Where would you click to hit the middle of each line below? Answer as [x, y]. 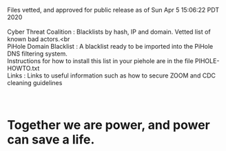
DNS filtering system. [37, 54]
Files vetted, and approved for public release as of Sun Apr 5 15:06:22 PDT [113, 10]
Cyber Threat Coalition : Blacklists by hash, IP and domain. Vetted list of [109, 32]
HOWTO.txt [23, 68]
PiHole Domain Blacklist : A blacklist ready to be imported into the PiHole [110, 46]
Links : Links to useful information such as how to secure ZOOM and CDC [111, 75]
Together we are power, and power [109, 125]
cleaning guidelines [35, 83]
